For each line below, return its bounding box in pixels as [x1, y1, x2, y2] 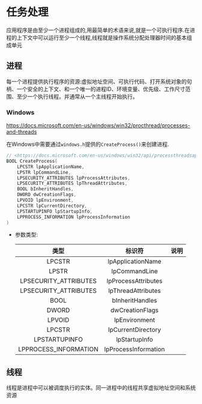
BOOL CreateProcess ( [6, 158, 58, 164]
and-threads [6, 128, 37, 136]
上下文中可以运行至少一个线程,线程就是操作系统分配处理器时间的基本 [16, 34, 188, 41]
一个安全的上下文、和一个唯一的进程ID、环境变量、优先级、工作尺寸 [16, 85, 185, 92]
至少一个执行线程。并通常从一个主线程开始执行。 [16, 92, 138, 100]
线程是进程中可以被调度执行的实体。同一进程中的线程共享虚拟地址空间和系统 [6, 384, 196, 391]
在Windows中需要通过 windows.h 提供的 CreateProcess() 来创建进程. [6, 140, 170, 148]
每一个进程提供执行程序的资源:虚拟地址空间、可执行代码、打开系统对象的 [6, 77, 188, 85]
